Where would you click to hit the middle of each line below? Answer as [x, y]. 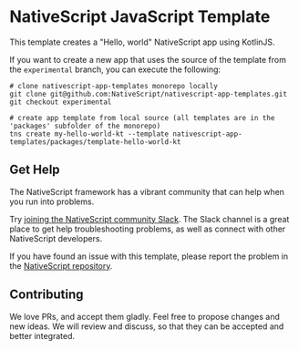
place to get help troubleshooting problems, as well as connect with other [148, 229]
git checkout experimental [61, 102]
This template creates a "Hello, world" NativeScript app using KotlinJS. [142, 42]
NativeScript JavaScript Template [140, 17]
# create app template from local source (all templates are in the [142, 118]
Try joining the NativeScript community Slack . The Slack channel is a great [149, 219]
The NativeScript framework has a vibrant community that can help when [147, 191]
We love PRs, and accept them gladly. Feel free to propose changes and [145, 316]
